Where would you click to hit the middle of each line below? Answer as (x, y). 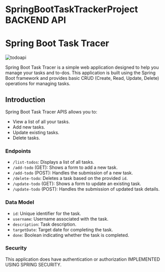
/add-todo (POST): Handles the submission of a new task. (73, 173)
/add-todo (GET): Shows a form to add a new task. (65, 168)
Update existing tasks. (36, 132)
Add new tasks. (29, 127)
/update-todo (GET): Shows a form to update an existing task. (77, 184)
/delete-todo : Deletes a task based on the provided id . (70, 178)
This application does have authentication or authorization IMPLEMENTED (83, 259)
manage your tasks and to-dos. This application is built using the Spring (80, 73)
